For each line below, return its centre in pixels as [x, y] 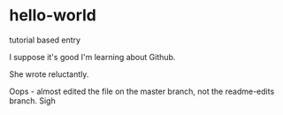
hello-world [53, 15]
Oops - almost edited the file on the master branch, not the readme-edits [142, 91]
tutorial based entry [45, 40]
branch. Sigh [32, 100]
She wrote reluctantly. [49, 74]
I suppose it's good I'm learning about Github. [92, 57]
